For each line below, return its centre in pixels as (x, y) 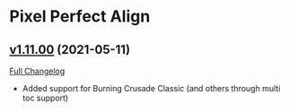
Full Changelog (37, 71)
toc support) (45, 98)
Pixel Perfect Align (80, 17)
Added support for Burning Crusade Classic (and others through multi (151, 88)
